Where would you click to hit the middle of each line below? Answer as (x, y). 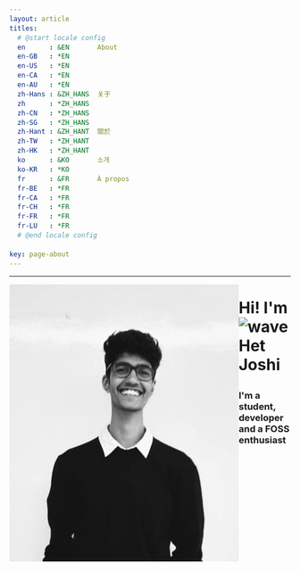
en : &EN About (67, 47)
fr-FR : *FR (43, 217)
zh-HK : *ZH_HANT (54, 151)
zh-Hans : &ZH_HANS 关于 (64, 94)
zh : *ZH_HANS (54, 103)
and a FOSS (264, 428)
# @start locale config (61, 37)
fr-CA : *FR (43, 198)
